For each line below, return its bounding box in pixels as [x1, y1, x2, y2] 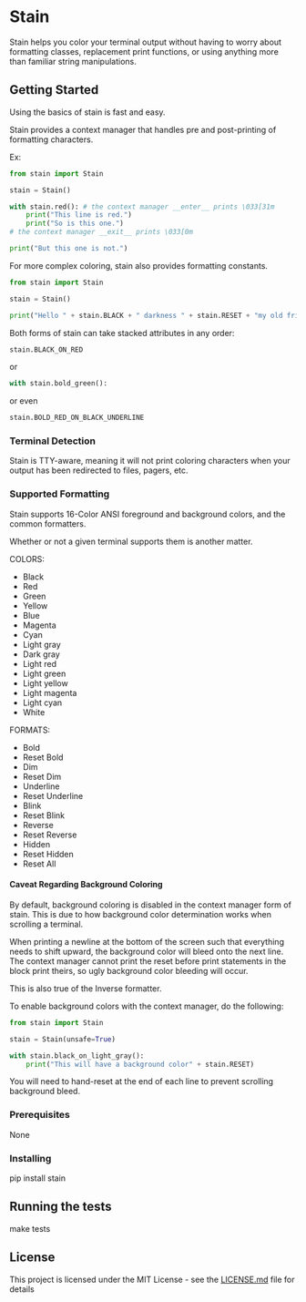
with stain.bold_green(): [9, 379, 107, 388]
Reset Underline [22, 790, 84, 801]
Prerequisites [9, 1109, 70, 1122]
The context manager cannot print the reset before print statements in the [9, 955, 287, 967]
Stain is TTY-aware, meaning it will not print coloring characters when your [9, 456, 291, 466]
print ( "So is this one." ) [25, 219, 125, 229]
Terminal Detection [9, 435, 96, 447]
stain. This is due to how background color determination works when [9, 908, 271, 919]
